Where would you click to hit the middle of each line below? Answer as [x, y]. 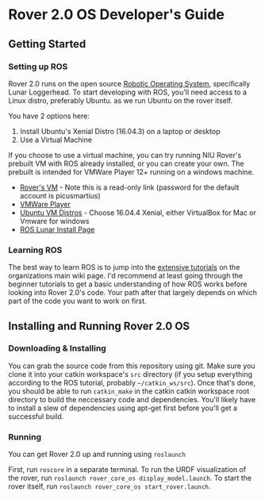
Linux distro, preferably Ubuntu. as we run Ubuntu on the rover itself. [121, 100]
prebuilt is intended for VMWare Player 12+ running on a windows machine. [131, 171]
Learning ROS [35, 250]
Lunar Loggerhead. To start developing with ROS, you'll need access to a [128, 92]
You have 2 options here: [49, 116]
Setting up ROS [38, 67]
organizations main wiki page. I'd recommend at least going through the [126, 276]
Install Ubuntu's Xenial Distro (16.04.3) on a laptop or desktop [120, 131]
